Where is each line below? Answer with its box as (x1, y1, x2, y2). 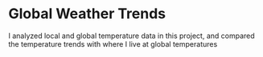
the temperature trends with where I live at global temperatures (8, 39, 218, 48)
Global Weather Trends (8, 5, 166, 23)
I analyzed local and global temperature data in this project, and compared (8, 31, 255, 40)
